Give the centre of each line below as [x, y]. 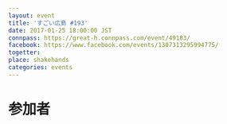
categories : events [41, 68]
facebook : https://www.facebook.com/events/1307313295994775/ [113, 45]
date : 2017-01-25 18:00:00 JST [60, 30]
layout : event [32, 15]
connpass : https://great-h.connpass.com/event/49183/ [100, 38]
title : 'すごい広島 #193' [48, 23]
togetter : [25, 52]
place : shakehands [39, 60]
